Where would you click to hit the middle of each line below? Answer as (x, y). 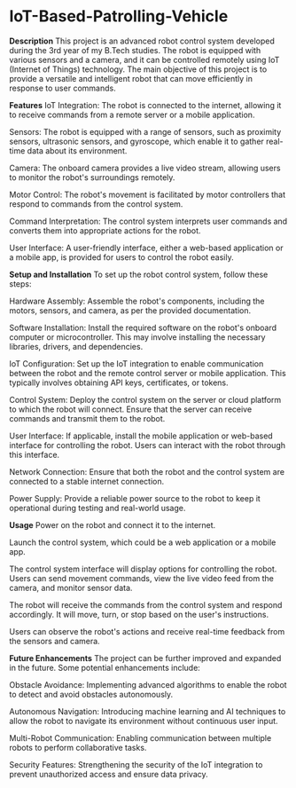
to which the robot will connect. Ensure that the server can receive (131, 409)
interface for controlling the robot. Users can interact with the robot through (148, 445)
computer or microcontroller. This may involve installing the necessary (137, 337)
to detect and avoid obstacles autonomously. (91, 694)
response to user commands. (63, 88)
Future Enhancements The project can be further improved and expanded (145, 658)
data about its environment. (77, 150)
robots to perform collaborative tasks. (78, 747)
